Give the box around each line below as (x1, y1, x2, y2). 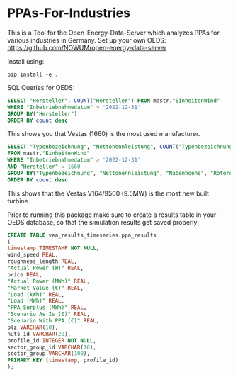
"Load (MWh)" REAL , (7, 298, 65, 305)
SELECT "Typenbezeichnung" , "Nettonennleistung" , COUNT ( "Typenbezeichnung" (7, 143, 236, 150)
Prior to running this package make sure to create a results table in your (7, 210, 217, 219)
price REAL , (7, 271, 42, 278)
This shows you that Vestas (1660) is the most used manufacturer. (7, 130, 200, 138)
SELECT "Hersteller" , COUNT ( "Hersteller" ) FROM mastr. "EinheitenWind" (7, 97, 220, 104)
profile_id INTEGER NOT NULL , (7, 337, 97, 344)
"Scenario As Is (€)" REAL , (7, 310, 91, 318)
